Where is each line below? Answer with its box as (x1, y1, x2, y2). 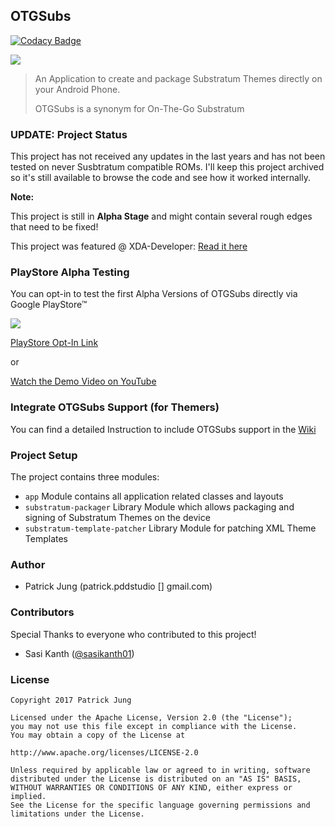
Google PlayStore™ (10, 299, 88, 311)
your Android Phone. (34, 83, 121, 95)
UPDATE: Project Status (10, 127, 128, 141)
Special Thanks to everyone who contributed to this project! (10, 628, 257, 640)
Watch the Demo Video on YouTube (10, 375, 157, 388)
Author (10, 557, 46, 571)
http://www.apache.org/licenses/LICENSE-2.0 (10, 747, 199, 758)
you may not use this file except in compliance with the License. (10, 721, 298, 731)
